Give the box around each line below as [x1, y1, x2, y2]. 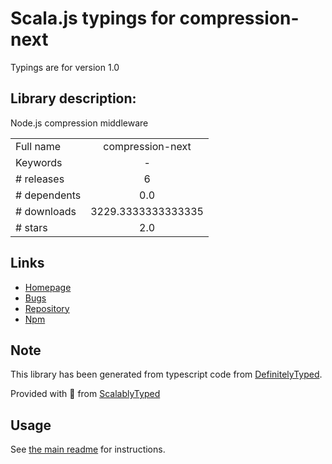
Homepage [24, 281, 72, 293]
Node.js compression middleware [10, 117, 149, 129]
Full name [15, 139, 62, 153]
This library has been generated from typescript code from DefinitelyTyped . [10, 368, 323, 381]
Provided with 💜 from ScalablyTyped [10, 388, 161, 400]
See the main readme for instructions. [10, 443, 166, 456]
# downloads [15, 204, 77, 218]
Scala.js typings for [10, 7, 176, 30]
